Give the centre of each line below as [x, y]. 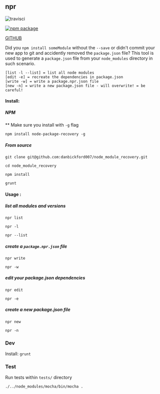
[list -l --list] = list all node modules [50, 73]
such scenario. [20, 63]
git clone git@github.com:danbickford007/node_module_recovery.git [77, 157]
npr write [15, 258]
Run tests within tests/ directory [39, 378]
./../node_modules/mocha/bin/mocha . [44, 387]
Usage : [13, 194]
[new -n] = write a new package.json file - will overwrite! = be [75, 86]
